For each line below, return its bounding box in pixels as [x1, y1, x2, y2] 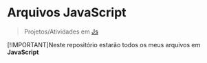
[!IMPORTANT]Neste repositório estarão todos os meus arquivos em [7, 40, 201, 49]
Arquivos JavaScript [7, 5, 127, 21]
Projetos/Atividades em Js [23, 27, 98, 36]
